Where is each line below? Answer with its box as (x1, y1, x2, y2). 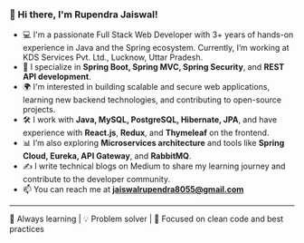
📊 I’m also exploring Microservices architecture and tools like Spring (22, 138, 285, 149)
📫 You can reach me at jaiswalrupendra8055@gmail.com (22, 184, 244, 195)
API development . (22, 72, 92, 83)
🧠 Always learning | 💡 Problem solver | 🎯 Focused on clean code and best (9, 213, 284, 225)
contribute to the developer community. (22, 174, 170, 185)
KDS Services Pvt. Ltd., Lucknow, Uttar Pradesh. (22, 52, 204, 63)
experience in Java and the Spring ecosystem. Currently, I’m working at (22, 43, 290, 53)
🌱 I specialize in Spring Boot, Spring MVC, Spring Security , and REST (22, 62, 285, 73)
